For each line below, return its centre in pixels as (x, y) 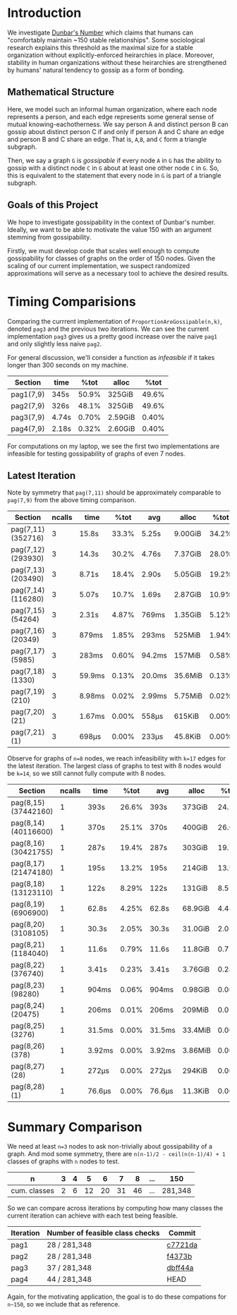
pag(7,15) (28, 610)
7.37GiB (188, 554)
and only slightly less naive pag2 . (55, 344)
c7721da (182, 1245)
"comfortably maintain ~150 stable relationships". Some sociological (106, 40)
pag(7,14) (28, 590)
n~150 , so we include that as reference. (64, 1304)
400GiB (195, 828)
